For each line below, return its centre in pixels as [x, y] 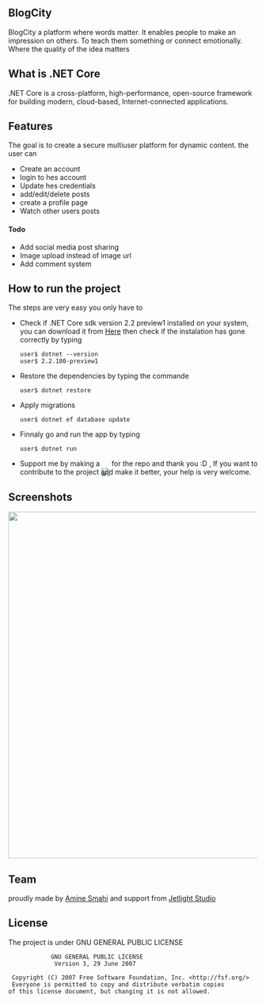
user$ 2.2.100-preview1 [59, 361]
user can [23, 154]
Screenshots [40, 497]
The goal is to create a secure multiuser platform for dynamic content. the [129, 145]
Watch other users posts [60, 211]
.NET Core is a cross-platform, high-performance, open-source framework [130, 93]
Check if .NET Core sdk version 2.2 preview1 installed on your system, [134, 323]
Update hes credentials [58, 186]
